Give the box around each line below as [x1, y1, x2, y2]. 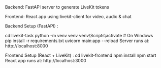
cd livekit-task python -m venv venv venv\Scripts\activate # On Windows [5, 33, 154, 38]
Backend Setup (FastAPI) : [5, 23, 59, 29]
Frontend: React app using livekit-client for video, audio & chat [5, 14, 132, 19]
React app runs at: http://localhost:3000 [5, 58, 87, 63]
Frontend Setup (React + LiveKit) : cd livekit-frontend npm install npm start [5, 52, 157, 58]
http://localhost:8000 [5, 43, 48, 48]
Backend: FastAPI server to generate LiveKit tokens [5, 4, 109, 10]
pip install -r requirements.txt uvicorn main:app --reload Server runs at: [5, 38, 150, 44]
